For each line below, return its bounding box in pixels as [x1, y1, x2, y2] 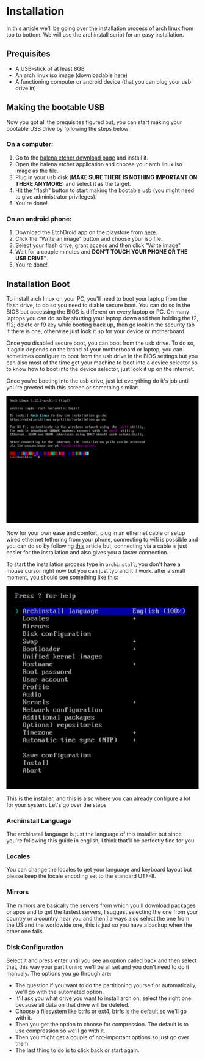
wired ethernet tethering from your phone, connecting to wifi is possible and [6, 536, 198, 543]
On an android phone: [6, 215, 72, 223]
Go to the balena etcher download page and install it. [15, 154, 148, 161]
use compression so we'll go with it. [15, 1027, 106, 1034]
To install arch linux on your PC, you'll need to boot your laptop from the [6, 295, 187, 302]
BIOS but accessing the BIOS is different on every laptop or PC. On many [6, 307, 190, 315]
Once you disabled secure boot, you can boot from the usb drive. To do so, [6, 339, 195, 347]
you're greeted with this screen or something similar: [6, 383, 139, 391]
